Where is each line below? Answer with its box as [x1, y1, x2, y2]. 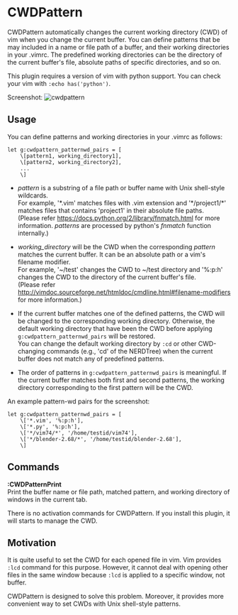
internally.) [17, 229, 49, 237]
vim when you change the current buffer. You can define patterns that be [7, 35, 221, 43]
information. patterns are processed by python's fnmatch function [17, 221, 211, 229]
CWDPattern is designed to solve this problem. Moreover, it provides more [7, 592, 225, 601]
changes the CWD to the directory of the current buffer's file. [17, 273, 196, 281]
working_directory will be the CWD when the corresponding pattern [17, 242, 216, 251]
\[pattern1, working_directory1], [20, 152, 122, 160]
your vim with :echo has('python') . [7, 79, 111, 87]
